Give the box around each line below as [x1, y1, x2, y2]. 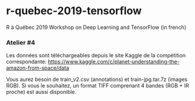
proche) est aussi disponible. [6, 89, 77, 96]
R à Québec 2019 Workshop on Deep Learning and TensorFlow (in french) [6, 24, 187, 31]
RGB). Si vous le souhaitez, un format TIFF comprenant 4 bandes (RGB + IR [6, 82, 189, 89]
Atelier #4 [6, 38, 35, 47]
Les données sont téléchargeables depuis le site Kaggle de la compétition [6, 52, 186, 59]
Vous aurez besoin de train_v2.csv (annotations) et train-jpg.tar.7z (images [6, 76, 188, 83]
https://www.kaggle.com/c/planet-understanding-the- [48, 58, 180, 66]
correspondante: [6, 58, 47, 66]
